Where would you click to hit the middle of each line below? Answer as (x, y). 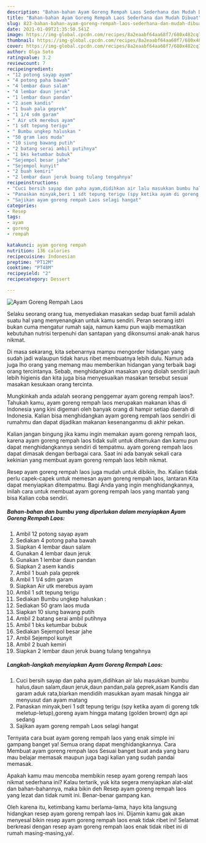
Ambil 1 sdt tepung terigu (47, 592)
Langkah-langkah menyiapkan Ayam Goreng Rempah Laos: (85, 665)
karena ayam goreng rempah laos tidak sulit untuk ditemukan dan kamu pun (102, 440)
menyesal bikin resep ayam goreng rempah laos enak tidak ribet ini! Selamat (103, 820)
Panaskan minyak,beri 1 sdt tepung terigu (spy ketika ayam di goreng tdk (107, 706)
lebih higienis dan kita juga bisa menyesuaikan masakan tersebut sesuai (97, 378)
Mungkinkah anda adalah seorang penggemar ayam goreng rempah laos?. (101, 396)
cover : (15, 47)
